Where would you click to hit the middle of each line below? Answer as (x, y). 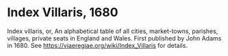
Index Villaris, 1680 (63, 12)
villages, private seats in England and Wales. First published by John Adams (114, 38)
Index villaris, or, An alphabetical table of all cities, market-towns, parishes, (113, 31)
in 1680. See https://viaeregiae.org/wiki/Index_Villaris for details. (98, 45)
